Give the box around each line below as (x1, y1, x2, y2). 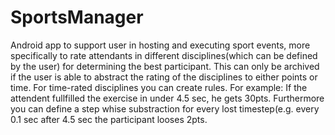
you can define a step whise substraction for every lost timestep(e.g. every (10, 102, 320, 115)
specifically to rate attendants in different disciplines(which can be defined (10, 49, 318, 61)
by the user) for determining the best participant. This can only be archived (10, 60, 320, 72)
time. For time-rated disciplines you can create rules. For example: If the (10, 81, 308, 93)
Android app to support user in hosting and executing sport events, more (10, 39, 311, 51)
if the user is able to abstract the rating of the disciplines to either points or (10, 71, 318, 83)
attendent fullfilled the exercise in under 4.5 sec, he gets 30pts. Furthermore (10, 92, 325, 104)
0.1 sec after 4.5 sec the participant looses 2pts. (10, 113, 208, 125)
